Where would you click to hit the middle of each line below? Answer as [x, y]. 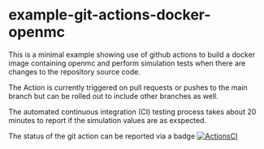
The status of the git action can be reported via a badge [102, 136]
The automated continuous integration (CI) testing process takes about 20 [132, 112]
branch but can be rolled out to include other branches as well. [114, 96]
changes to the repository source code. [74, 71]
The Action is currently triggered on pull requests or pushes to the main [128, 87]
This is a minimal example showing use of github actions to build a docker [132, 54]
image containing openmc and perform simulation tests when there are [127, 63]
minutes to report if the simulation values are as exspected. [108, 120]
